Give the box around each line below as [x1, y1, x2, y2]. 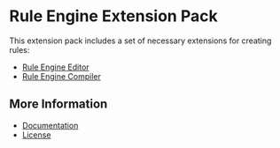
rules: [9, 44, 30, 55]
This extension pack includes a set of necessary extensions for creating [9, 35, 272, 46]
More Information [9, 97, 108, 112]
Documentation [21, 120, 79, 130]
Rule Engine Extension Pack [9, 6, 219, 26]
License [21, 129, 51, 140]
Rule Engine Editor [21, 62, 90, 72]
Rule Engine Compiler [21, 70, 102, 81]
